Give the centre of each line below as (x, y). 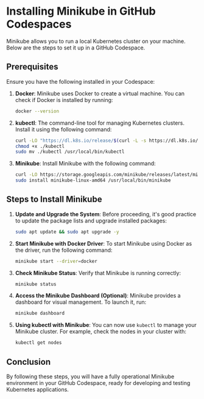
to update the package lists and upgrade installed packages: (91, 221)
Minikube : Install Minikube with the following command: (86, 164)
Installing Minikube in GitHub (81, 11)
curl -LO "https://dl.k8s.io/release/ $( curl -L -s (81, 141)
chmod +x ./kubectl (40, 146)
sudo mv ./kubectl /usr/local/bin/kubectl (70, 152)
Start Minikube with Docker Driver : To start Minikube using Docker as (104, 243)
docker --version (37, 111)
